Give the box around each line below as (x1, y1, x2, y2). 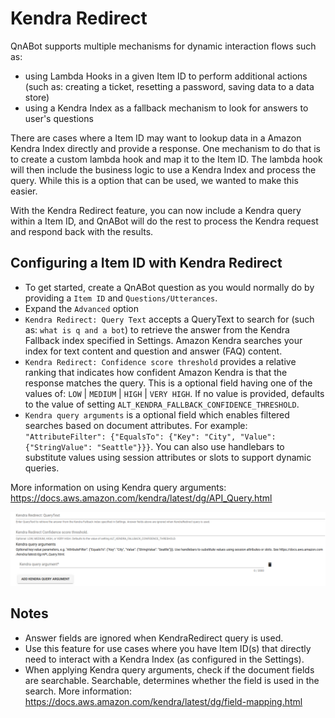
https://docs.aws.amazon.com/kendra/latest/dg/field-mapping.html (24, 695, 303, 707)
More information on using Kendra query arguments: (10, 481, 227, 493)
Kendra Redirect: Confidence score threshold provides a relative (24, 355, 297, 367)
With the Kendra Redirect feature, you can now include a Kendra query (10, 204, 302, 216)
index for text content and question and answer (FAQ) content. (24, 345, 283, 357)
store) (24, 91, 50, 103)
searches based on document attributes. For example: (24, 419, 248, 431)
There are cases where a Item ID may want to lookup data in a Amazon (10, 132, 302, 144)
